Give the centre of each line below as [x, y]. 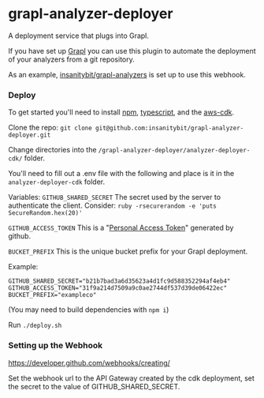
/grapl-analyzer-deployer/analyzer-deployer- [174, 151]
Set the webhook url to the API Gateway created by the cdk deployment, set [131, 378]
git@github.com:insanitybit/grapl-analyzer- [170, 128]
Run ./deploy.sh [35, 325]
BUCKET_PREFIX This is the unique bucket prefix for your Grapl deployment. [128, 252]
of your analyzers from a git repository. [72, 59]
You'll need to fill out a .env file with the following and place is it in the [121, 174]
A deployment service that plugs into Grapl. [79, 36]
